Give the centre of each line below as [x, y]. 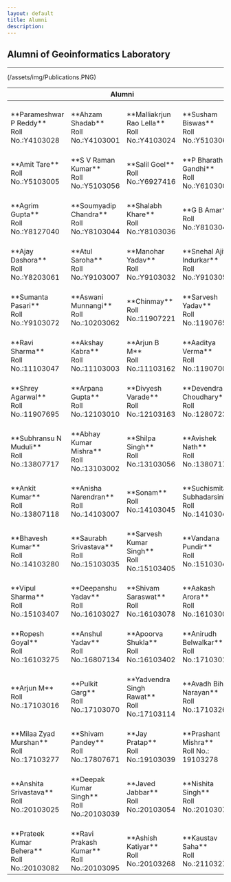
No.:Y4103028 [35, 141]
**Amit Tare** [35, 165]
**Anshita [27, 784]
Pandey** [88, 743]
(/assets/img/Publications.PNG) [52, 77]
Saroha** [87, 260]
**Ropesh [27, 634]
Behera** [27, 851]
